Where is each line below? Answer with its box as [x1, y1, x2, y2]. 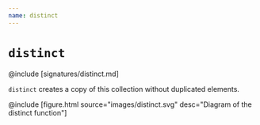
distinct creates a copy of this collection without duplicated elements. [8, 84, 240, 93]
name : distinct [8, 11, 59, 20]
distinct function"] [8, 108, 67, 117]
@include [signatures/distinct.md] [8, 69, 119, 78]
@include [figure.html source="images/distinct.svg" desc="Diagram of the [8, 100, 252, 109]
